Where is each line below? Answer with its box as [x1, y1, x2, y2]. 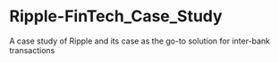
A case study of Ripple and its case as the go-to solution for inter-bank [9, 35, 271, 46]
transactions [9, 44, 55, 55]
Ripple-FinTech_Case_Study [9, 6, 223, 27]
